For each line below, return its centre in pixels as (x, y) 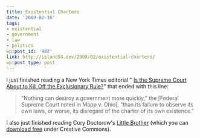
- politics (20, 46)
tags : (13, 23)
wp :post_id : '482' (29, 51)
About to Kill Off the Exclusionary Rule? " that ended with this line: (88, 86)
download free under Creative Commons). (59, 129)
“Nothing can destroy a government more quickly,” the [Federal (100, 98)
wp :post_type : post (31, 62)
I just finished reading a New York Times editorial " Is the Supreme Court (97, 80)
